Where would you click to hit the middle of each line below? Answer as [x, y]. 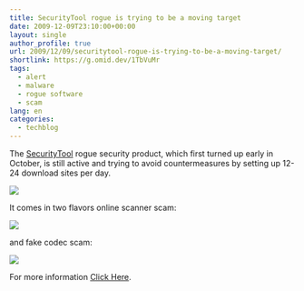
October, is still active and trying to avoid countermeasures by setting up [145, 163]
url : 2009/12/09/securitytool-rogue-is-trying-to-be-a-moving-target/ [146, 52]
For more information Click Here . [70, 277]
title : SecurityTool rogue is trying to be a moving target [126, 18]
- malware [36, 85]
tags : [20, 69]
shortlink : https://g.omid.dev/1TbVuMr [85, 60]
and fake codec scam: [51, 242]
